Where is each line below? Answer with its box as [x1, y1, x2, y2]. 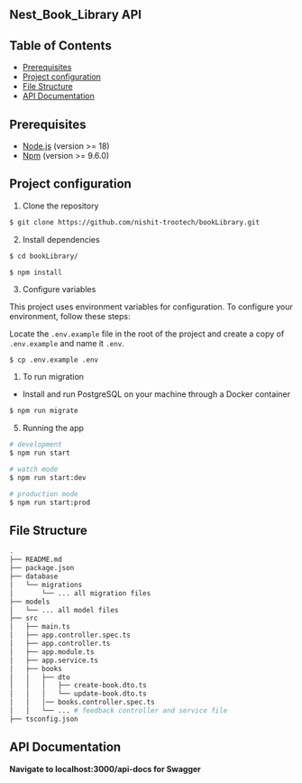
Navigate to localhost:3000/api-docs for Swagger [9, 763, 201, 774]
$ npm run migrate [9, 406, 78, 416]
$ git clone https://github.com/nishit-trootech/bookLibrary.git [9, 217, 260, 226]
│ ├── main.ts [9, 622, 70, 631]
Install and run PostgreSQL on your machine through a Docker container [22, 389, 291, 400]
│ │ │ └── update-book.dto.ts [9, 689, 147, 698]
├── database [9, 572, 59, 581]
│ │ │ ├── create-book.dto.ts [9, 681, 147, 690]
